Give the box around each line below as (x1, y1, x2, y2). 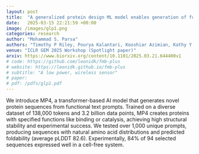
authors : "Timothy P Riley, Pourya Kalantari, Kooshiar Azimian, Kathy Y (6, 42, 192, 48)
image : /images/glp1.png (6, 25, 68, 32)
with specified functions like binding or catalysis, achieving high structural (6, 116, 187, 122)
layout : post (6, 8, 38, 15)
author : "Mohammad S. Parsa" (6, 36, 78, 42)
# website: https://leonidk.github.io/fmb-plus (6, 64, 126, 70)
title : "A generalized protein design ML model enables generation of (6, 14, 187, 20)
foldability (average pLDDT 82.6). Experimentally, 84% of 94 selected (6, 135, 176, 142)
